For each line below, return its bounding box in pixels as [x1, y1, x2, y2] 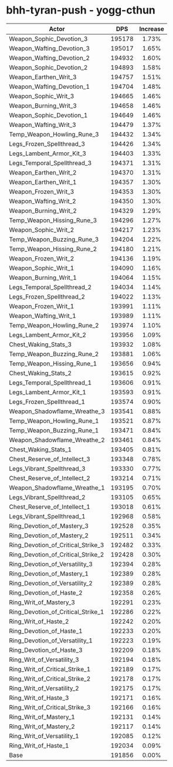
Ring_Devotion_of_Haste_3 [9, 646, 83, 654]
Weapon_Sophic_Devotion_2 [9, 63, 88, 71]
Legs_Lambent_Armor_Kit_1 [9, 388, 87, 396]
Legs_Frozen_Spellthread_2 [9, 292, 86, 300]
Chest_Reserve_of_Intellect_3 [9, 455, 91, 463]
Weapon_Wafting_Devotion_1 [9, 82, 90, 91]
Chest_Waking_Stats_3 [9, 340, 72, 349]
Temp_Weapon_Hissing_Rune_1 [9, 359, 97, 367]
